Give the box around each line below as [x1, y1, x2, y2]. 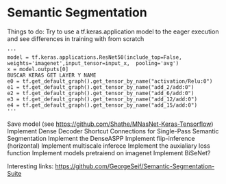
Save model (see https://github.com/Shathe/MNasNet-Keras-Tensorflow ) [7, 120, 214, 128]
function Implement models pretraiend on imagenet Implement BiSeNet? [7, 148, 211, 157]
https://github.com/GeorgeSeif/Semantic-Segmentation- [55, 162, 215, 170]
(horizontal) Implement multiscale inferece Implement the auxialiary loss [7, 142, 210, 150]
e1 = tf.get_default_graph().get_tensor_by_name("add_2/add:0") [7, 83, 194, 90]
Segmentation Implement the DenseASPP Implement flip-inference [7, 134, 195, 142]
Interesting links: [7, 162, 54, 170]
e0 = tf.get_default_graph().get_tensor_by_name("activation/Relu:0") [7, 77, 213, 85]
